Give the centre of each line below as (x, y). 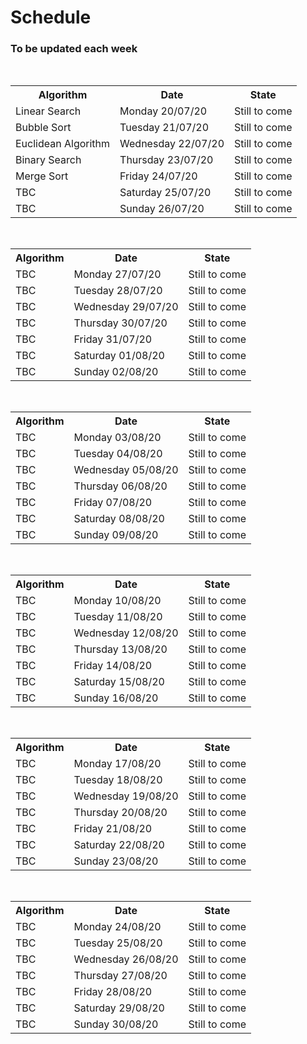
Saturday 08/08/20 (119, 519)
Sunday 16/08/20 (116, 698)
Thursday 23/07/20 (166, 160)
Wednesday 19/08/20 (126, 796)
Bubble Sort (43, 128)
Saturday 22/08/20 (119, 845)
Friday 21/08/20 (113, 829)
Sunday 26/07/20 (162, 209)
